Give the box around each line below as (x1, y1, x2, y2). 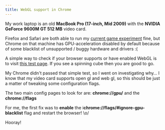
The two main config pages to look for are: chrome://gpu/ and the (5, 90, 140, 96)
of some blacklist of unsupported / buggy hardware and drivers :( (5, 46, 138, 52)
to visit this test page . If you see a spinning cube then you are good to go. (5, 60, 155, 66)
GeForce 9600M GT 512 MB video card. (5, 26, 87, 32)
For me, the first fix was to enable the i (5, 104, 84, 110)
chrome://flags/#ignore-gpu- (83, 104, 145, 110)
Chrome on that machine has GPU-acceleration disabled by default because (5, 40, 160, 47)
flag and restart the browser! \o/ (24, 110, 89, 116)
